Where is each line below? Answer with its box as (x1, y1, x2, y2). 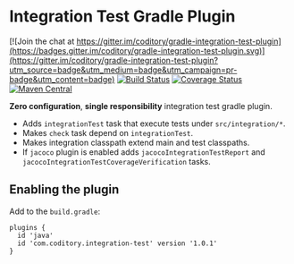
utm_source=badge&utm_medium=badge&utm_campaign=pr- (9, 64, 238, 75)
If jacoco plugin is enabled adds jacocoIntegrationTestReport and (21, 146, 265, 158)
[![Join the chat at (9, 36, 75, 47)
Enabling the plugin (9, 182, 120, 198)
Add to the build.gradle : (9, 206, 101, 217)
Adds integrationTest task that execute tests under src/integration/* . (21, 118, 286, 129)
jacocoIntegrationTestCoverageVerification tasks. (21, 156, 212, 166)
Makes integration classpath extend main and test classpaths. (21, 137, 250, 148)
